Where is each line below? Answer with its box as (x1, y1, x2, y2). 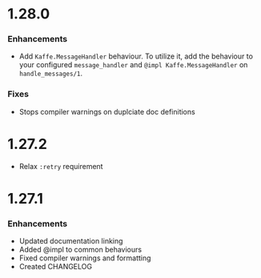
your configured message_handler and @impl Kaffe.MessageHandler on (18, 60, 248, 70)
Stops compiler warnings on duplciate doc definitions (18, 107, 195, 116)
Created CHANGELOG (18, 262, 93, 272)
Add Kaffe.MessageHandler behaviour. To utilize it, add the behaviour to (18, 51, 254, 61)
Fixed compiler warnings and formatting (18, 253, 151, 263)
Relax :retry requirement (18, 161, 103, 171)
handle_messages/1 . (18, 69, 83, 79)
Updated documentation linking (18, 236, 123, 246)
